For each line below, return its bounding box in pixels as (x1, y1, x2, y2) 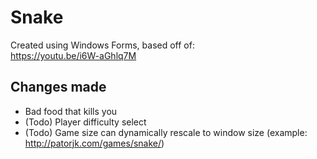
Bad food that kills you (24, 105, 118, 117)
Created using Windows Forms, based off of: (10, 39, 195, 51)
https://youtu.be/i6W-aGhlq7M (10, 49, 137, 61)
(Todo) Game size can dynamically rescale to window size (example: (24, 126, 308, 138)
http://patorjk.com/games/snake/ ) (24, 137, 165, 149)
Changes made (10, 79, 107, 96)
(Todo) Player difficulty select (24, 116, 147, 128)
